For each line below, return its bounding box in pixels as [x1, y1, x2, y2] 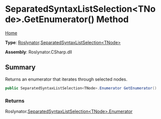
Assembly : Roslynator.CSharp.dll [5, 49, 72, 55]
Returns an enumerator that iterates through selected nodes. [5, 76, 128, 82]
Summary [5, 63, 36, 71]
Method [96, 14, 129, 25]
